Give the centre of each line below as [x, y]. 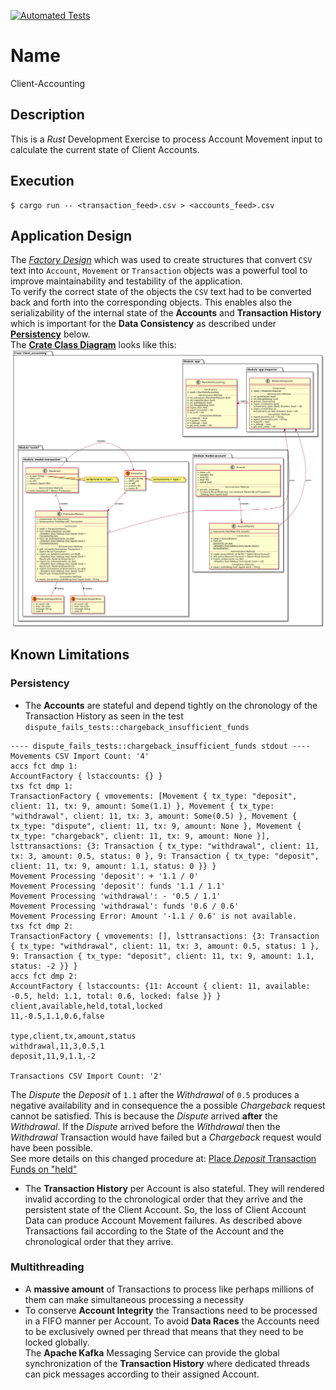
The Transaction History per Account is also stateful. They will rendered [174, 1188]
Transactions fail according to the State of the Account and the [154, 1231]
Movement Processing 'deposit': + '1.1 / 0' [104, 876]
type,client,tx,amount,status [73, 1036]
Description [47, 115]
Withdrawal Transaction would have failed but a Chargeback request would [166, 1137]
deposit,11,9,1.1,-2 [53, 1056]
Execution [42, 181]
